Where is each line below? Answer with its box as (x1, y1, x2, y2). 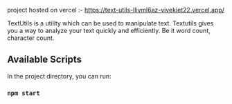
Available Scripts (7, 54, 82, 65)
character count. (7, 34, 55, 42)
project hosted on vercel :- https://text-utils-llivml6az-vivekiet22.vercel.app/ (7, 6, 225, 14)
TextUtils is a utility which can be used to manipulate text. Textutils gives (7, 19, 214, 27)
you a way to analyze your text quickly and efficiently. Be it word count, (7, 27, 211, 34)
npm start (7, 89, 40, 97)
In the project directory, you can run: (7, 72, 111, 80)
